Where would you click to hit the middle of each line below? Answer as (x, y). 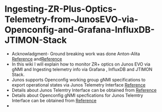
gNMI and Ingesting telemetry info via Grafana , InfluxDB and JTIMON (82, 69)
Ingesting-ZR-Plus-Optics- (61, 9)
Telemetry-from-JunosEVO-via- (71, 19)
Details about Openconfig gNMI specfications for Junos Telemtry (77, 95)
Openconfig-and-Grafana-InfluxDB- (80, 30)
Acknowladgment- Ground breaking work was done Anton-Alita (76, 54)
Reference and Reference (37, 59)
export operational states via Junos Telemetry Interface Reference (79, 85)
